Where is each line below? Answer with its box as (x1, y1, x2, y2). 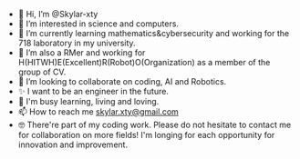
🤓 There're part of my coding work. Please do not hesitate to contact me (17, 119, 292, 130)
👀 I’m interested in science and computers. (17, 18, 180, 29)
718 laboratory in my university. (17, 37, 136, 48)
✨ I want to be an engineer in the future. (17, 86, 169, 96)
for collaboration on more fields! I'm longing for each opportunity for (17, 130, 275, 140)
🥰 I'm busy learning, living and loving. (17, 96, 160, 106)
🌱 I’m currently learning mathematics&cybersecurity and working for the (17, 28, 290, 38)
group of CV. (17, 66, 67, 77)
